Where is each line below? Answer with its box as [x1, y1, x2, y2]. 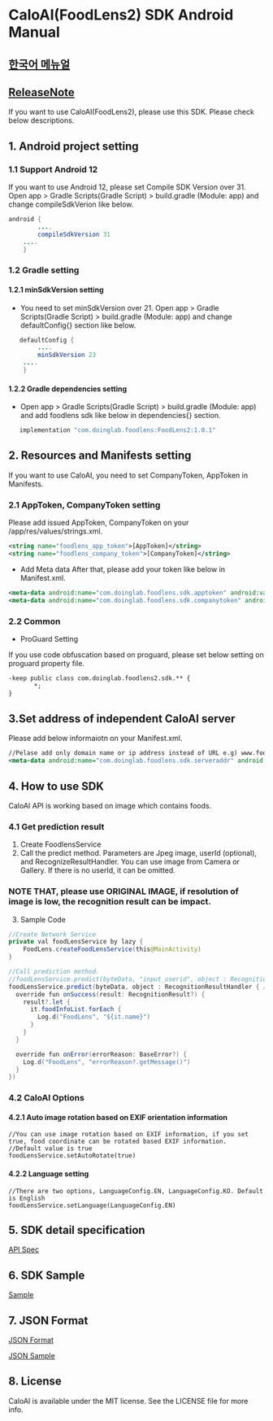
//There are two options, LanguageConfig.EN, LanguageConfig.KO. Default [8, 1187, 264, 1195]
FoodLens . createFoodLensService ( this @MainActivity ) [23, 945, 201, 953]
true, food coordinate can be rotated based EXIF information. [8, 1137, 227, 1146]
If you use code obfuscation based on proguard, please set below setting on [8, 649, 264, 660]
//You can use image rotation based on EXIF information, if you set [8, 1131, 249, 1139]
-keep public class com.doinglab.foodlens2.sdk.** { [8, 673, 191, 682]
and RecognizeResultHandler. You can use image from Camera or [19, 857, 240, 867]
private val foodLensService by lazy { [8, 938, 144, 946]
